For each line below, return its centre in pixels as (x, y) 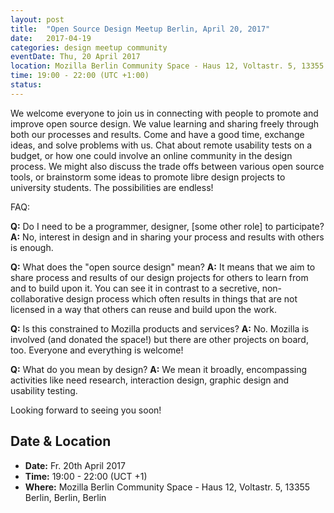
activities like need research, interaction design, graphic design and (150, 380)
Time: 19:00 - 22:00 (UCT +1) (86, 476)
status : (26, 85)
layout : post (37, 19)
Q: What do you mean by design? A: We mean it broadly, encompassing (159, 369)
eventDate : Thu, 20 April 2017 (75, 57)
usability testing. (44, 390)
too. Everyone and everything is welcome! (97, 350)
